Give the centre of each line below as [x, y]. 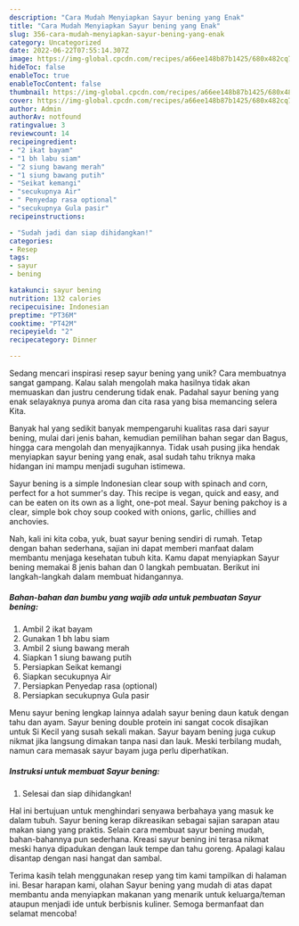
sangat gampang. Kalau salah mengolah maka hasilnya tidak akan [130, 383]
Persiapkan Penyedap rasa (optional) [90, 686]
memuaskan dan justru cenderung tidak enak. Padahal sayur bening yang [144, 392]
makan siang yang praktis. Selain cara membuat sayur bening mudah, [137, 830]
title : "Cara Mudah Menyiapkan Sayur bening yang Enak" [115, 26]
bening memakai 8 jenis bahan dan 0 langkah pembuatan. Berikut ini [135, 567]
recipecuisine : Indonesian [59, 307]
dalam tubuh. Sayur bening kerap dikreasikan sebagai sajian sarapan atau [145, 820]
